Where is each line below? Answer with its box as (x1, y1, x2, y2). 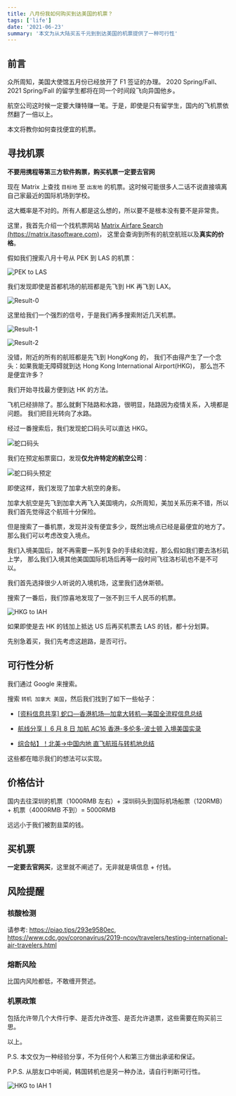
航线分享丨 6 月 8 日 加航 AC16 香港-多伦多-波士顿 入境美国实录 (17, 724, 202, 733)
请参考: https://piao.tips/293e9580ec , (7, 925, 117, 934)
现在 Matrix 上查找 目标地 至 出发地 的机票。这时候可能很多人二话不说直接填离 (7, 182, 228, 190)
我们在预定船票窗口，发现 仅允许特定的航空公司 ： (7, 454, 149, 462)
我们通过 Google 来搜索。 (7, 679, 81, 688)
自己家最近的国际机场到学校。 (7, 191, 93, 200)
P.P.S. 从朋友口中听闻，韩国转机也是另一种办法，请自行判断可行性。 (7, 1067, 204, 1076)
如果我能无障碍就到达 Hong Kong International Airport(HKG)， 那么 (19, 361, 213, 370)
